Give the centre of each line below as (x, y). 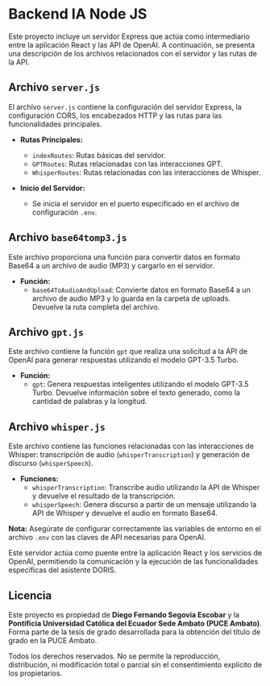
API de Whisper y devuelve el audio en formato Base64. (125, 513)
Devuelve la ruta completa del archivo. (96, 306)
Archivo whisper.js (57, 427)
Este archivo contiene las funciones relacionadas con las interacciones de (131, 446)
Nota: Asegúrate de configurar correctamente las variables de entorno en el (135, 529)
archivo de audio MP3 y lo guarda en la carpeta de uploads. (131, 298)
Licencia (30, 595)
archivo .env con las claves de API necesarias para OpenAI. (107, 538)
